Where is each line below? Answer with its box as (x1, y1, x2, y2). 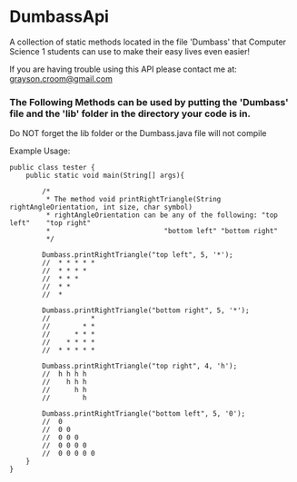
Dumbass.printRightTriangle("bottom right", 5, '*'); (42, 306, 250, 315)
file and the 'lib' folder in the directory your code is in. (9, 107, 252, 120)
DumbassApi (9, 6, 109, 27)
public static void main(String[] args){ (25, 171, 184, 181)
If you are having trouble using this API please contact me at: (9, 64, 238, 74)
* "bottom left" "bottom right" (45, 227, 279, 236)
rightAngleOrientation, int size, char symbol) (9, 202, 193, 212)
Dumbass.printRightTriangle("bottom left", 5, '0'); (42, 409, 246, 418)
